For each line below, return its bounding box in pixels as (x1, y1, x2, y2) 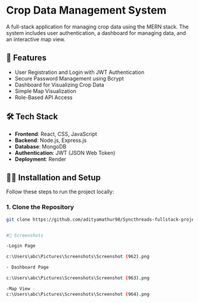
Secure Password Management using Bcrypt (14, 75, 124, 82)
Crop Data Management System (6, 4, 167, 17)
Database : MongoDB (14, 143, 67, 150)
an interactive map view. (6, 36, 66, 43)
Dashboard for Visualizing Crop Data (14, 81, 105, 88)
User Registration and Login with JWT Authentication (14, 69, 145, 76)
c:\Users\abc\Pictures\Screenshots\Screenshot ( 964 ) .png (6, 291, 150, 297)
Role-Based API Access (14, 94, 73, 101)
